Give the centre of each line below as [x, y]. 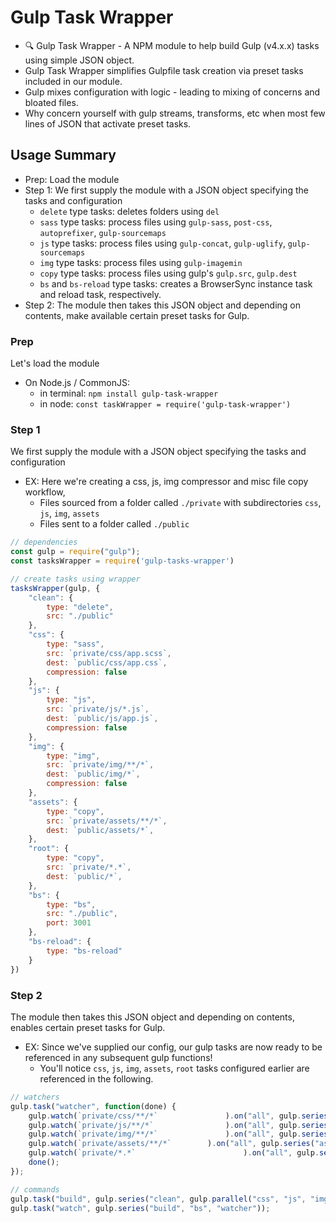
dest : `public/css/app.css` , [107, 662]
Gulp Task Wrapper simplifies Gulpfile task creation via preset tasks [164, 70]
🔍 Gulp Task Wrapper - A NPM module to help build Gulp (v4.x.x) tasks [172, 45]
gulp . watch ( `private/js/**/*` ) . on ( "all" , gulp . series [178, 1125]
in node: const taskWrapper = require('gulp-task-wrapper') [165, 404]
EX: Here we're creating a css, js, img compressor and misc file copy [166, 482]
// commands [35, 1189]
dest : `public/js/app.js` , [102, 719]
